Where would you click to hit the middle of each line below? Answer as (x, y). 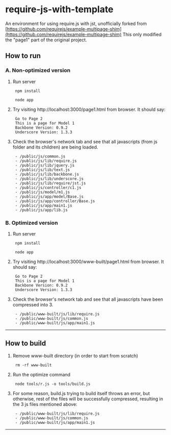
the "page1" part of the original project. (46, 40)
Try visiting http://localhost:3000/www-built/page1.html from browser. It (88, 261)
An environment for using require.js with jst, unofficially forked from (76, 23)
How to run (23, 56)
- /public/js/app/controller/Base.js (55, 201)
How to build (26, 343)
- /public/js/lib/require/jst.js (50, 183)
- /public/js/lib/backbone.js (47, 174)
